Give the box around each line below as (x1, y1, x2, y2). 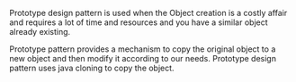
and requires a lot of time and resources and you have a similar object (9, 17, 268, 28)
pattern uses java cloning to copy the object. (9, 62, 175, 73)
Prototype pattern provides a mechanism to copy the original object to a (9, 44, 276, 54)
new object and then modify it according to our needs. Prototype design (9, 53, 277, 63)
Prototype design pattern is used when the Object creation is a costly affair (9, 8, 288, 18)
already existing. (9, 27, 71, 37)
